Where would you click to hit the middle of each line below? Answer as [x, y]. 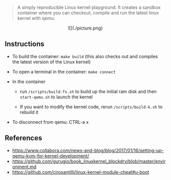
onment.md [24, 166]
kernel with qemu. [36, 18]
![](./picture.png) [85, 28]
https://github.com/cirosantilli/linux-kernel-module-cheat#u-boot [81, 172]
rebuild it [29, 112]
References [23, 138]
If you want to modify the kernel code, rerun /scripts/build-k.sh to [91, 107]
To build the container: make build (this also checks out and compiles [85, 56]
